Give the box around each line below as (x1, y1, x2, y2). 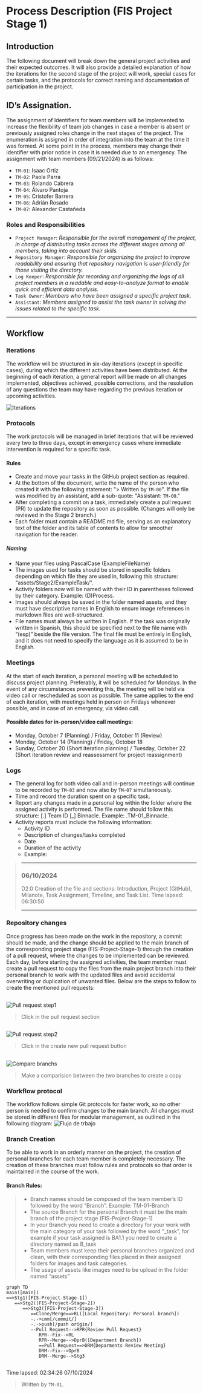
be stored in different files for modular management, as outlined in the (6, 1113, 181, 1121)
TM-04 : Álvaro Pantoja (14, 186, 68, 193)
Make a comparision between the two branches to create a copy (21, 1072, 182, 1079)
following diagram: (6, 1120, 53, 1127)
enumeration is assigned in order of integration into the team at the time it (6, 136, 190, 143)
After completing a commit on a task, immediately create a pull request (14, 499, 192, 506)
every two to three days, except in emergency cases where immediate (6, 439, 181, 447)
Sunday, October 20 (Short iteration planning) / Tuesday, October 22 (14, 744, 186, 751)
